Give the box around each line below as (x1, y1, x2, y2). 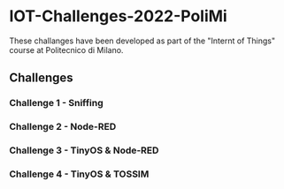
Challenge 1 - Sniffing (9, 97, 104, 110)
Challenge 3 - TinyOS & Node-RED (9, 144, 159, 156)
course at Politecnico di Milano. (9, 44, 124, 55)
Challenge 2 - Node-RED (9, 121, 117, 133)
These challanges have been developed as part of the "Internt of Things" (9, 35, 276, 46)
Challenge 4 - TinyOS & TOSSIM (9, 168, 150, 180)
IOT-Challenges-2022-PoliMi (9, 6, 227, 26)
